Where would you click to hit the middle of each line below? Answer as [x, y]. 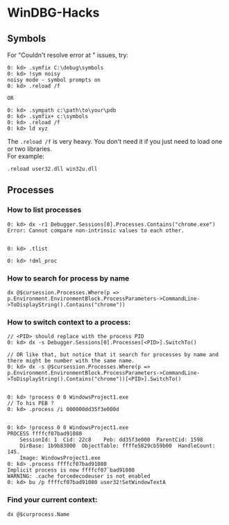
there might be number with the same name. [71, 361]
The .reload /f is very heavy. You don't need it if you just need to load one [115, 141]
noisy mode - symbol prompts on [54, 80]
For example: [26, 156]
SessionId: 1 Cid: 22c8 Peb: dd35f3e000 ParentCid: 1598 [111, 440]
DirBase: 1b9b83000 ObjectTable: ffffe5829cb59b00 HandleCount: [118, 446]
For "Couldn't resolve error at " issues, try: [68, 55]
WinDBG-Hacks [53, 13]
